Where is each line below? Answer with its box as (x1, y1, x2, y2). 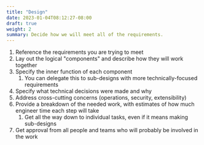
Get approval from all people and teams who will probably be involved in (15, 127, 198, 134)
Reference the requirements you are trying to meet (15, 48, 144, 56)
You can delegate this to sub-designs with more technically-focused (24, 75, 198, 82)
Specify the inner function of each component (15, 68, 133, 75)
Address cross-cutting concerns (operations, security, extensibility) (15, 94, 187, 102)
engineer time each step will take (15, 107, 100, 114)
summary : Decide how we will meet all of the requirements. (6, 32, 164, 38)
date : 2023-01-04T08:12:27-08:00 (6, 15, 92, 21)
